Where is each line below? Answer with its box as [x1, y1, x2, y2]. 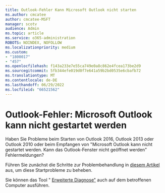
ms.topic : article [5, 31, 44, 36]
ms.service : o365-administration [5, 36, 76, 41]
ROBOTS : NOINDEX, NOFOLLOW [5, 40, 62, 45]
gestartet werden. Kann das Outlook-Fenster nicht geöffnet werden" [5, 147, 147, 153]
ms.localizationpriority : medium [5, 45, 76, 50]
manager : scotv [5, 21, 37, 27]
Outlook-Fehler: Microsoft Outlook [5, 109, 152, 120]
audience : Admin [5, 26, 39, 31]
